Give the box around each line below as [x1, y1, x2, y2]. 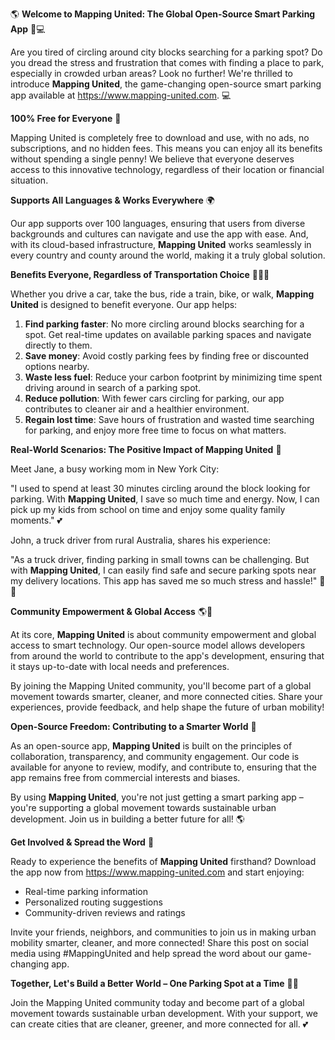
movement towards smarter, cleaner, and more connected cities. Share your [10, 691, 323, 702]
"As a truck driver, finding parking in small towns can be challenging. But [10, 554, 310, 565]
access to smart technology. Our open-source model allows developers [10, 639, 306, 651]
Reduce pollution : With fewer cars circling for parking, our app [24, 393, 285, 404]
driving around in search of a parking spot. [24, 382, 202, 393]
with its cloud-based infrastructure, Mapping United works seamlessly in [10, 239, 312, 250]
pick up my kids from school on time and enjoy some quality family [10, 504, 286, 515]
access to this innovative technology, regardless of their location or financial [10, 164, 325, 175]
